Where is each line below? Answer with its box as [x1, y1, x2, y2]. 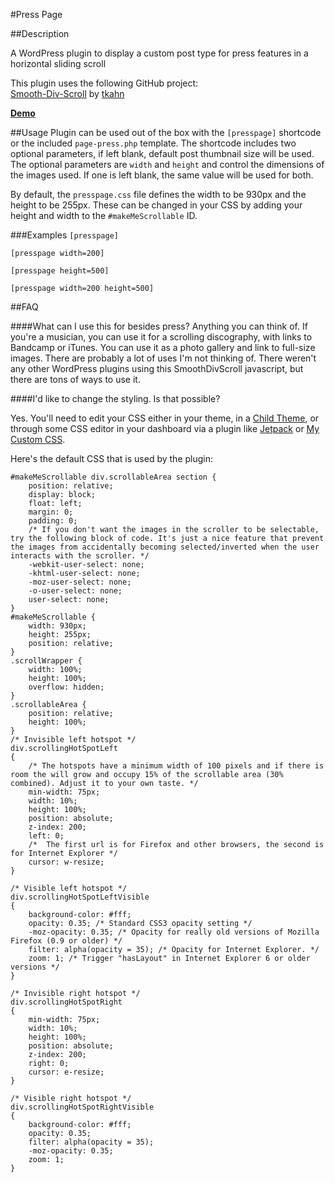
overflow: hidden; [28, 682, 105, 692]
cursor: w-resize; [28, 857, 105, 867]
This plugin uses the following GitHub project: [10, 77, 199, 89]
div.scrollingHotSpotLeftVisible [10, 892, 150, 902]
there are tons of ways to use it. [10, 374, 141, 385]
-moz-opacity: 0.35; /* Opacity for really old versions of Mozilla [28, 927, 320, 937]
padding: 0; [28, 516, 78, 526]
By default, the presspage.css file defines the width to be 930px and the [10, 189, 307, 200]
